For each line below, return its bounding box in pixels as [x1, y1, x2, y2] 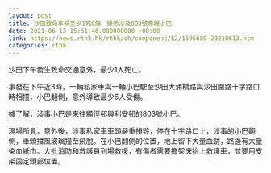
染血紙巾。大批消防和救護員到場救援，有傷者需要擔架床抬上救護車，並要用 [8, 146, 256, 156]
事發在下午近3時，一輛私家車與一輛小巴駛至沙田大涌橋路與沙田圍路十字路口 [8, 82, 261, 92]
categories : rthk [8, 42, 67, 50]
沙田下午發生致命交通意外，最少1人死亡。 [8, 65, 146, 75]
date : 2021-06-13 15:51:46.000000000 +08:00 [8, 27, 161, 35]
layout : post [8, 11, 52, 20]
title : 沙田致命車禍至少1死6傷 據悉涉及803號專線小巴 [8, 19, 172, 27]
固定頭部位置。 [15, 156, 65, 166]
